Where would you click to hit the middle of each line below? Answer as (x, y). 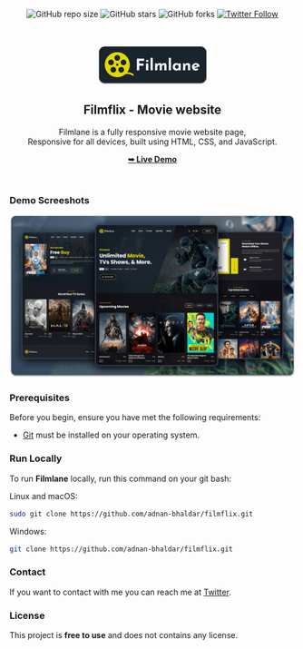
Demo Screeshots (49, 200)
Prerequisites (39, 398)
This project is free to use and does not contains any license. (124, 635)
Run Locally (36, 458)
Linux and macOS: (44, 496)
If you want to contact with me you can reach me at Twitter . (120, 592)
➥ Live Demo (152, 159)
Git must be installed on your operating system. (111, 435)
